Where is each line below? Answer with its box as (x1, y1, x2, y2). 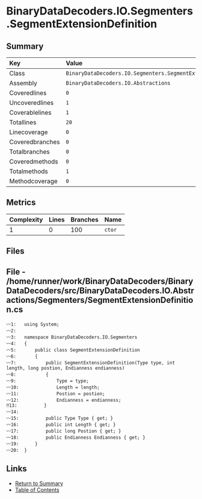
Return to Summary (14, 480, 64, 487)
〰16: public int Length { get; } (6, 422, 116, 428)
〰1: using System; (6, 322, 60, 328)
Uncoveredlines (9, 98, 54, 107)
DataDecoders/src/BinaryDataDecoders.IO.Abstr (6, 285, 194, 296)
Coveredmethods (9, 157, 58, 165)
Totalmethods (9, 167, 48, 176)
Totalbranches (9, 148, 50, 156)
